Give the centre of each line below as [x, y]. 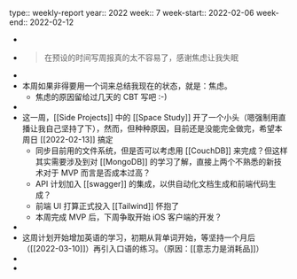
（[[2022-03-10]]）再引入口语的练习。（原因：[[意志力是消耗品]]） [143, 248]
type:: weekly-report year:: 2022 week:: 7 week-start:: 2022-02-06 [132, 13]
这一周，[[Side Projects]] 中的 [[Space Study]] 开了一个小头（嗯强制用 [150, 117]
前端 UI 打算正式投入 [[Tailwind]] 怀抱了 [107, 206]
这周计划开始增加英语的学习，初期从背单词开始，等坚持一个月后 [138, 237]
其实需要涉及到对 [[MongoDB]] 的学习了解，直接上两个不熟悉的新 [155, 162]
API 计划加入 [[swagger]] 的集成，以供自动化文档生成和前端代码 [152, 184]
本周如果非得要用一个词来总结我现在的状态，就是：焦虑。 [127, 86]
